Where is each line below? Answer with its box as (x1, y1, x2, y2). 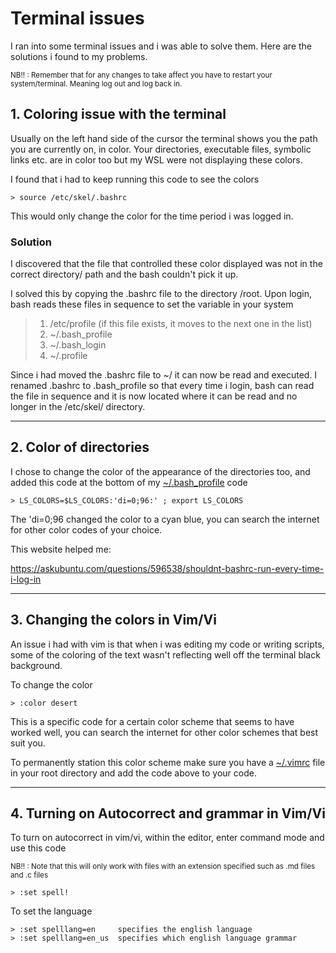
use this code (10, 842, 67, 854)
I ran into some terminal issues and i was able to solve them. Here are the (10, 40, 313, 52)
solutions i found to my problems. (10, 50, 148, 62)
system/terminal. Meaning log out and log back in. (10, 78, 183, 89)
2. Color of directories (10, 439, 150, 456)
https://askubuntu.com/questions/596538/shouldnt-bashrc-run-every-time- (10, 562, 325, 574)
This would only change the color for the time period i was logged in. (10, 210, 294, 222)
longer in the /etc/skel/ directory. (10, 401, 146, 413)
